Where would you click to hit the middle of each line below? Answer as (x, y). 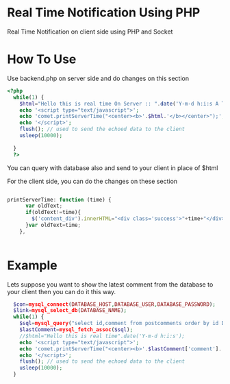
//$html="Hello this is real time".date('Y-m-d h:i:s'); (102, 336)
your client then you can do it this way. (62, 291)
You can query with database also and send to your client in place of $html (113, 168)
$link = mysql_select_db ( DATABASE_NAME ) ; (70, 311)
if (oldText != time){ (53, 213)
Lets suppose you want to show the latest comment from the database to (110, 284)
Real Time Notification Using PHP (104, 13)
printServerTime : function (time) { (59, 200)
